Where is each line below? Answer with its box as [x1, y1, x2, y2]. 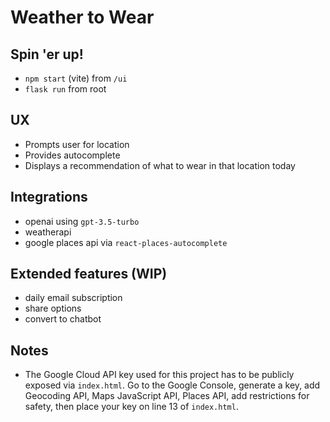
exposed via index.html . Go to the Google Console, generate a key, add [24, 379, 321, 391]
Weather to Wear [10, 6, 155, 29]
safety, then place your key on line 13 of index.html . [24, 401, 239, 413]
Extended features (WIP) [10, 266, 168, 283]
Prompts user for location [24, 138, 130, 150]
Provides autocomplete [24, 149, 121, 161]
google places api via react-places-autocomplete [24, 236, 228, 248]
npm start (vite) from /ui [24, 72, 128, 84]
